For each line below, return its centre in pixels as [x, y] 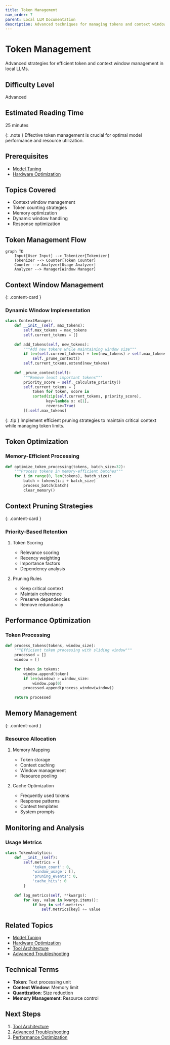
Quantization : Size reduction [43, 993]
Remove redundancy [42, 604]
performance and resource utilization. [45, 140]
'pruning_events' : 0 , [55, 877]
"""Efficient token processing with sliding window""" [73, 650]
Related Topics [29, 925]
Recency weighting [40, 558]
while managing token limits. [35, 425]
